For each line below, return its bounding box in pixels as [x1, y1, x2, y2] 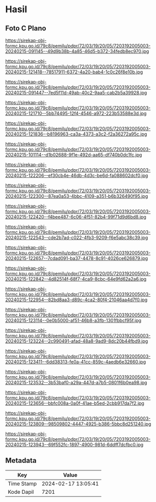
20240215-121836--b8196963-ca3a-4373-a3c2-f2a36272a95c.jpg [5, 131, 147, 137]
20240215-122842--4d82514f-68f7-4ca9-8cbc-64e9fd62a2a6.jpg [5, 276, 147, 282]
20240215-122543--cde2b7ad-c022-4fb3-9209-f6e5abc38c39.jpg [5, 234, 148, 241]
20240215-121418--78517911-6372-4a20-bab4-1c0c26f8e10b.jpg [5, 69, 143, 75]
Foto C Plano [5, 24, 46, 33]
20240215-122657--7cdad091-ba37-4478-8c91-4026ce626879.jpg [5, 255, 148, 261]
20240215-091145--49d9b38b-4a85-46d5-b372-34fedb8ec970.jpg [5, 48, 149, 54]
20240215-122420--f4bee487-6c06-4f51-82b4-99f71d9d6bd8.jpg [5, 214, 146, 220]
